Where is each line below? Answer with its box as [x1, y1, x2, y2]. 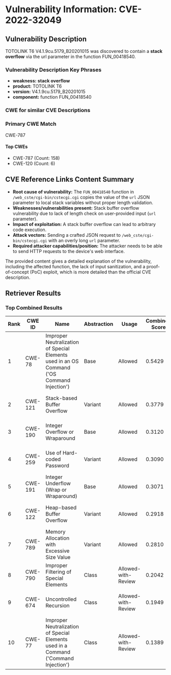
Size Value [45, 554, 71, 561]
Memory [45, 528, 66, 536]
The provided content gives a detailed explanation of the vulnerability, [5, 258, 152, 264]
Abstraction [83, 321, 113, 328]
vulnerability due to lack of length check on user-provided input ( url [12, 210, 156, 216]
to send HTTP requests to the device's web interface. [12, 248, 125, 254]
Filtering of [45, 569, 72, 576]
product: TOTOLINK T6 [12, 83, 62, 90]
